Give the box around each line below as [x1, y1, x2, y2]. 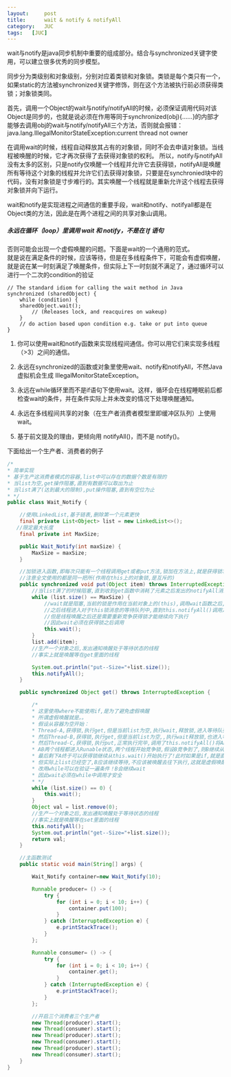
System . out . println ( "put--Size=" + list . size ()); [32, 664, 170, 671]
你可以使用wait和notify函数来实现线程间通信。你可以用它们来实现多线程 [16, 340, 220, 348]
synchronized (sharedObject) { [7, 290, 97, 298]
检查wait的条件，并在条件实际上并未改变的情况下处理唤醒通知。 [16, 395, 198, 403]
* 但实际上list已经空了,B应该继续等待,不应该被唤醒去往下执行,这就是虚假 [32, 759, 217, 766]
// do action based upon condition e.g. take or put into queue [19, 320, 208, 327]
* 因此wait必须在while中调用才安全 [32, 772, 122, 779]
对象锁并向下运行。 [7, 186, 62, 195]
